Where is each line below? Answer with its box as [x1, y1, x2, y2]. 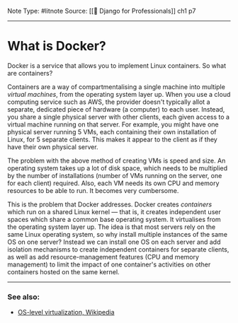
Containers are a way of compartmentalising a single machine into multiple [7, 82, 225, 91]
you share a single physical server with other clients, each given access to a [7, 112, 230, 121]
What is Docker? [7, 38, 106, 54]
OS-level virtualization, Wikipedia [17, 308, 115, 317]
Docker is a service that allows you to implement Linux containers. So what [7, 61, 227, 70]
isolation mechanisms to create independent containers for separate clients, [7, 245, 229, 254]
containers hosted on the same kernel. [7, 267, 120, 276]
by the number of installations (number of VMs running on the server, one [7, 171, 222, 180]
